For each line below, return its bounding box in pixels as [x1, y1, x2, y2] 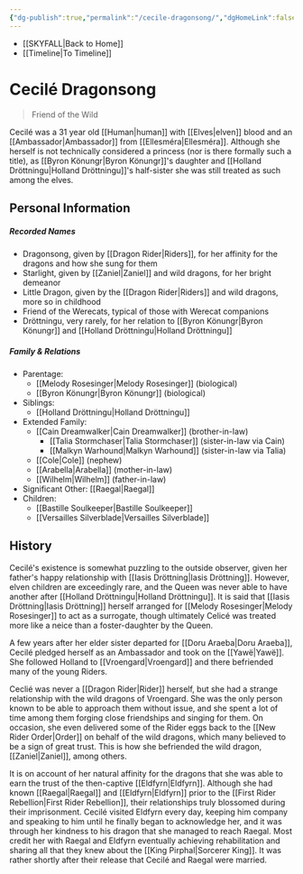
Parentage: [22, 368, 64, 379]
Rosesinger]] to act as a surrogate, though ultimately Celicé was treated [9, 610, 277, 621]
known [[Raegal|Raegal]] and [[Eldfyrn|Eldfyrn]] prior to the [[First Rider [9, 787, 277, 798]
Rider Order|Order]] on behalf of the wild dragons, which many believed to [9, 731, 287, 742]
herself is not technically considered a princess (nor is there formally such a [9, 145, 292, 156]
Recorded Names [9, 225, 77, 236]
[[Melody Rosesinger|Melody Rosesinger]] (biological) [35, 378, 238, 389]
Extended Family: [22, 416, 87, 427]
